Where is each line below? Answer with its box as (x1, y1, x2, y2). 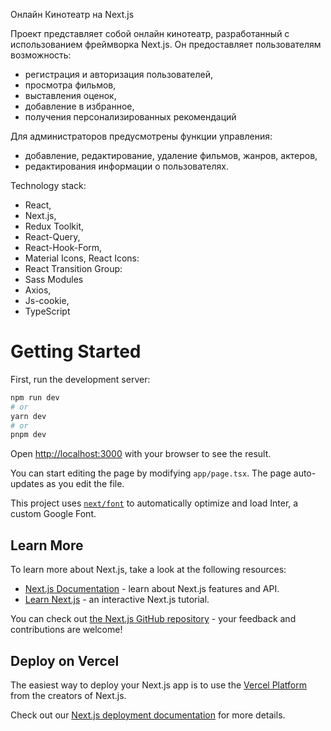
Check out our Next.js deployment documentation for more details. (10, 709, 286, 721)
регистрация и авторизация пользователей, (24, 69, 213, 80)
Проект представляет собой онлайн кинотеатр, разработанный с (10, 28, 290, 39)
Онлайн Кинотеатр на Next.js (10, 9, 135, 20)
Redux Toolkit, (24, 220, 85, 232)
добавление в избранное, (24, 100, 135, 112)
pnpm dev (10, 430, 47, 440)
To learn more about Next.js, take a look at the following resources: (10, 564, 287, 576)
